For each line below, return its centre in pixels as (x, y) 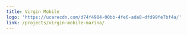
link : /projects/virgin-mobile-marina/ (56, 23)
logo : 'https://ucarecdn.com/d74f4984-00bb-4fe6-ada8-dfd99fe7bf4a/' (94, 17)
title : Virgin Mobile (33, 12)
